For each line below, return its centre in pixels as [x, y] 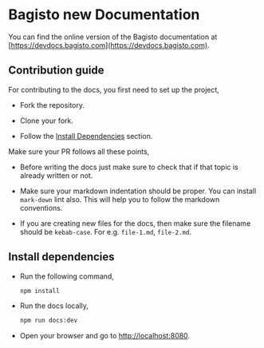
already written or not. [56, 175]
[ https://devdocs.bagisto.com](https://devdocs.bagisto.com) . [109, 45]
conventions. [41, 208]
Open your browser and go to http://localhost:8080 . [104, 336]
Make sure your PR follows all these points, [79, 151]
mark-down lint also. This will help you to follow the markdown [120, 199]
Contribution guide [56, 71]
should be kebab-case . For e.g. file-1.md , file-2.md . [106, 231]
